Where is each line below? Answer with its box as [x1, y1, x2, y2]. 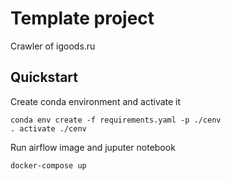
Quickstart [10, 69, 79, 86]
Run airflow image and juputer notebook [10, 141, 176, 153]
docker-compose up [10, 160, 87, 171]
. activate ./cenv [10, 123, 87, 134]
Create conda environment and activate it [10, 95, 182, 107]
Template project [10, 7, 155, 30]
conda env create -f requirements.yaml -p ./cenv [10, 115, 222, 125]
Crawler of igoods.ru [10, 40, 96, 52]
